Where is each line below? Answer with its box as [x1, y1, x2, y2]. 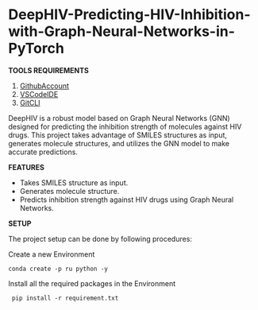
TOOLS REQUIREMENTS [8, 65, 89, 75]
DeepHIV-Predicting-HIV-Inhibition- [8, 6, 252, 24]
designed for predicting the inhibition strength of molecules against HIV [8, 122, 242, 131]
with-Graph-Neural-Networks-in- [8, 22, 236, 41]
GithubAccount [19, 81, 70, 91]
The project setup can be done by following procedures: [8, 234, 193, 243]
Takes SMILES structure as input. [19, 177, 129, 188]
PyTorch [8, 40, 65, 57]
